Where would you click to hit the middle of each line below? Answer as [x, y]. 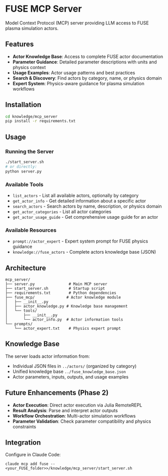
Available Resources [31, 230]
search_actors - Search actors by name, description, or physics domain [87, 206]
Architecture [26, 268]
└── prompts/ [19, 324]
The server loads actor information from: [48, 356]
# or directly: [21, 166]
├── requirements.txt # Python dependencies [61, 293]
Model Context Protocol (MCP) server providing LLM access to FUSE [77, 23]
